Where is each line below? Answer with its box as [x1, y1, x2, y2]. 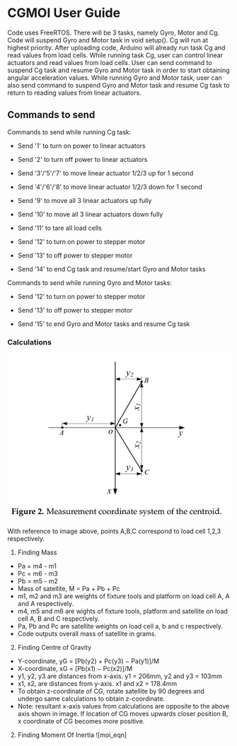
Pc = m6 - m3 [17, 569, 58, 578]
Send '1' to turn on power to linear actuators [17, 141, 146, 150]
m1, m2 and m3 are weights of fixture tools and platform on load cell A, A [17, 592, 230, 600]
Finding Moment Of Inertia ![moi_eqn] [17, 730, 127, 740]
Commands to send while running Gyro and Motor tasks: [7, 278, 172, 287]
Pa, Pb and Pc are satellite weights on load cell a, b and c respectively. [17, 622, 223, 631]
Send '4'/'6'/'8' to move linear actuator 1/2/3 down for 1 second [17, 182, 203, 191]
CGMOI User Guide [7, 5, 121, 21]
